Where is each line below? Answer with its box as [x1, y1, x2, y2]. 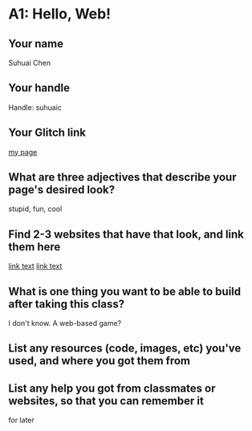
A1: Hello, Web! [8, 5, 112, 23]
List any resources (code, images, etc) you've [8, 342, 242, 356]
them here [8, 240, 61, 254]
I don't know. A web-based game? [8, 319, 122, 328]
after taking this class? [8, 297, 125, 311]
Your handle [8, 81, 71, 95]
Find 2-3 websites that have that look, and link [8, 227, 245, 241]
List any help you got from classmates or [8, 381, 216, 395]
